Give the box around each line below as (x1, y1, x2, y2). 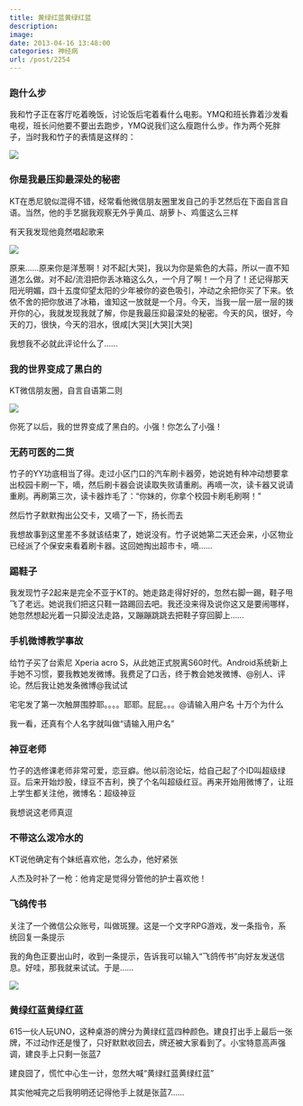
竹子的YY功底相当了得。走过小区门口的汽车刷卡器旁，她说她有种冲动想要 (9, 468, 281, 479)
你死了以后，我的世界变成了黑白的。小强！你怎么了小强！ (9, 421, 223, 432)
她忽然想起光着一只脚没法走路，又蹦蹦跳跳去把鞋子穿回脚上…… (9, 610, 245, 621)
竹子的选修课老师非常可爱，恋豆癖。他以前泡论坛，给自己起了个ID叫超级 (9, 765, 278, 776)
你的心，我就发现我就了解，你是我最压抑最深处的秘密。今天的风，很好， (16, 307, 286, 318)
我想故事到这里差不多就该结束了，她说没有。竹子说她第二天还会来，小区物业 (9, 530, 294, 540)
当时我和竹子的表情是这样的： (24, 132, 136, 143)
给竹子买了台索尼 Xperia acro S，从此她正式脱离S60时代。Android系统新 (9, 657, 280, 668)
